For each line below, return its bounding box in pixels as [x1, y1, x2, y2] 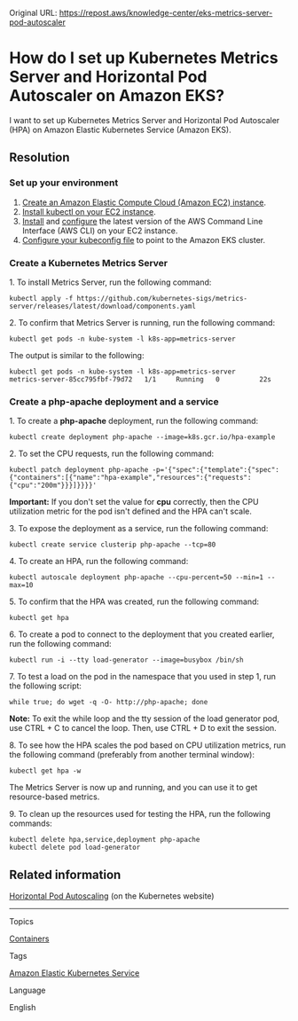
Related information [9, 867, 122, 882]
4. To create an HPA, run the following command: [9, 556, 189, 567]
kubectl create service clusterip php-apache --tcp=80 [9, 540, 216, 549]
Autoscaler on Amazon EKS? [9, 86, 225, 106]
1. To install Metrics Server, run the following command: [9, 277, 212, 287]
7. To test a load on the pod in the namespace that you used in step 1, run [9, 672, 277, 682]
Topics [9, 916, 34, 927]
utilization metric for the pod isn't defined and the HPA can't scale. [9, 506, 253, 517]
